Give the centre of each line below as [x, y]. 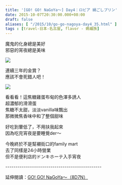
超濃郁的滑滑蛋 [21, 103]
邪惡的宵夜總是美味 [25, 50]
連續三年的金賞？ [23, 70]
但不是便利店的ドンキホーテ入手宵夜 [43, 157]
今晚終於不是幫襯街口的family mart [41, 144]
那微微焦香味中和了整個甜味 [34, 116]
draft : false [19, 19]
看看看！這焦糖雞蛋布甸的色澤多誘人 [43, 97]
